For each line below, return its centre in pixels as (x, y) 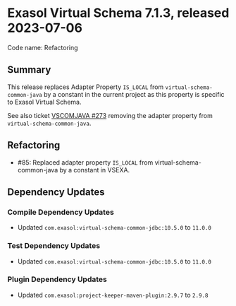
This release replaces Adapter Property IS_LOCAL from (86, 87)
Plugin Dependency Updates (57, 279)
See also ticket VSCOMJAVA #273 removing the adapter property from (110, 115)
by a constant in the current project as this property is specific (134, 94)
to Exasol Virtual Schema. (44, 102)
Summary (29, 70)
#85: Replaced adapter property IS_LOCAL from (85, 162)
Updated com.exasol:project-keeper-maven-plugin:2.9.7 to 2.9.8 (113, 295)
